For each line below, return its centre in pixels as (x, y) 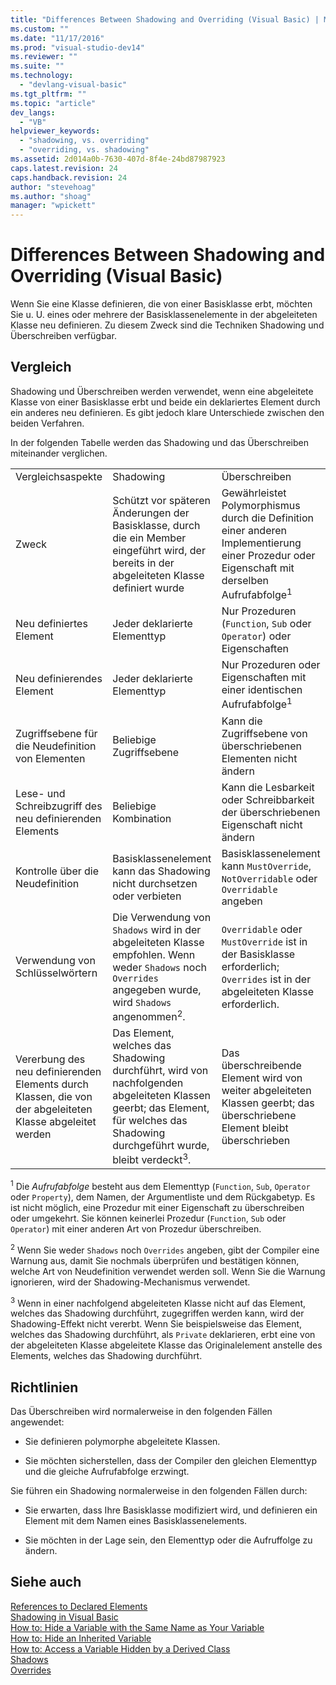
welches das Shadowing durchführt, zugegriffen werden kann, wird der (157, 1313)
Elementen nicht (259, 758)
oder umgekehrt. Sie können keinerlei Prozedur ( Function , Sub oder (148, 1218)
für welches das (150, 1120)
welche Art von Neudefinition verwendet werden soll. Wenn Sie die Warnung (168, 1271)
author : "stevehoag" (53, 187)
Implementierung (261, 543)
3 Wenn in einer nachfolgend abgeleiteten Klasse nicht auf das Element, (158, 1302)
